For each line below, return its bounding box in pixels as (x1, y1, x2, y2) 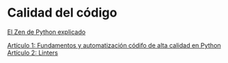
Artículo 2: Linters (7, 48, 58, 57)
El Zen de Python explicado (7, 28, 85, 36)
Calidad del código (7, 5, 117, 21)
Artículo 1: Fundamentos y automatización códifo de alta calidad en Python (7, 41, 221, 49)
